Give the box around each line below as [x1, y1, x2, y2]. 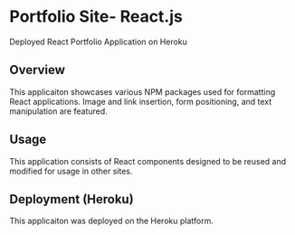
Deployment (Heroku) [9, 192, 134, 207]
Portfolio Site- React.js [9, 6, 183, 27]
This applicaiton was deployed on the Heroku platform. [9, 215, 214, 227]
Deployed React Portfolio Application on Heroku [9, 36, 188, 47]
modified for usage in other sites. [9, 165, 133, 176]
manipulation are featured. [9, 106, 109, 117]
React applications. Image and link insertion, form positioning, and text [9, 96, 272, 107]
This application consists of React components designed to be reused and [9, 155, 287, 166]
